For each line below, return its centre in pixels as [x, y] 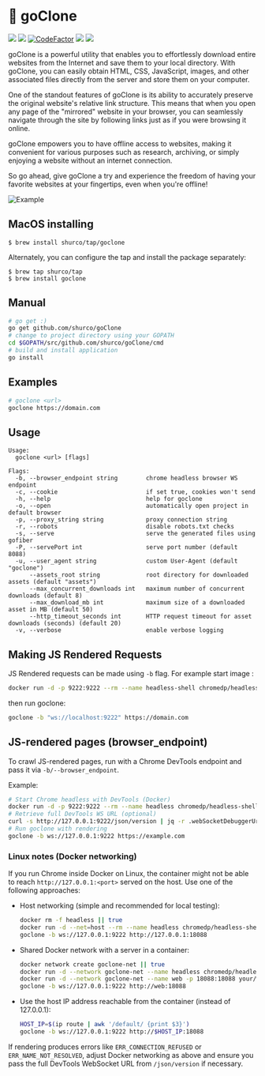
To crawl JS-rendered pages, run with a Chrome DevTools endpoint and [125, 761]
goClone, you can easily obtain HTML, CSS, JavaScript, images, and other [129, 71]
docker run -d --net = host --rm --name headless [99, 927]
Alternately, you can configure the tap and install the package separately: [127, 257]
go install [26, 357]
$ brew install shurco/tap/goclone [67, 243]
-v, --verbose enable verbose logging [119, 630]
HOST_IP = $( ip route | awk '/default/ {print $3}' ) [105, 1025]
